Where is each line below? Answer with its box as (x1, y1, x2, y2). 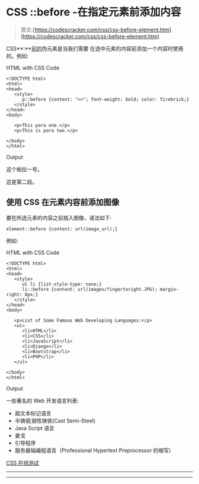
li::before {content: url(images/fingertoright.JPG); (21, 286, 158, 292)
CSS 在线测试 (6, 459, 40, 466)
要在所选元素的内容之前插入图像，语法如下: (6, 214, 112, 221)
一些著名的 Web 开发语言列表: (6, 397, 79, 404)
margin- (159, 286, 179, 292)
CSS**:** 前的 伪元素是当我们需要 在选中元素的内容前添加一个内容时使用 (6, 45, 184, 52)
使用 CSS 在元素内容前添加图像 (6, 197, 120, 207)
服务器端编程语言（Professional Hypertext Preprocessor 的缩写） (14, 447, 175, 454)
